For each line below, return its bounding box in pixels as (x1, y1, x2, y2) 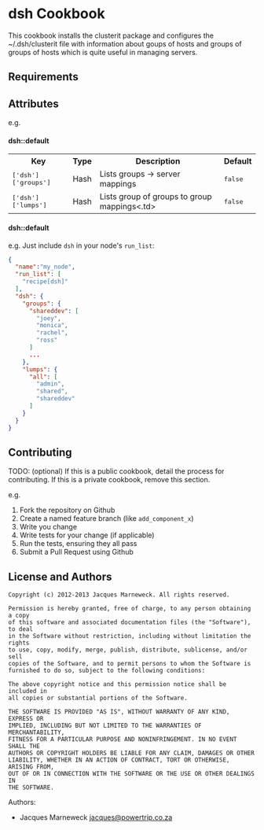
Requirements (8, 70, 79, 83)
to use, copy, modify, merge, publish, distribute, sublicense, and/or (8, 646, 247, 654)
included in (8, 688, 47, 695)
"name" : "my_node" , (15, 263, 76, 271)
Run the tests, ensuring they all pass (19, 539, 137, 548)
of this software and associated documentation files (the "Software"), (8, 618, 251, 626)
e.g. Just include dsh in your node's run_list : (8, 241, 155, 250)
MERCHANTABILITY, (8, 729, 65, 736)
